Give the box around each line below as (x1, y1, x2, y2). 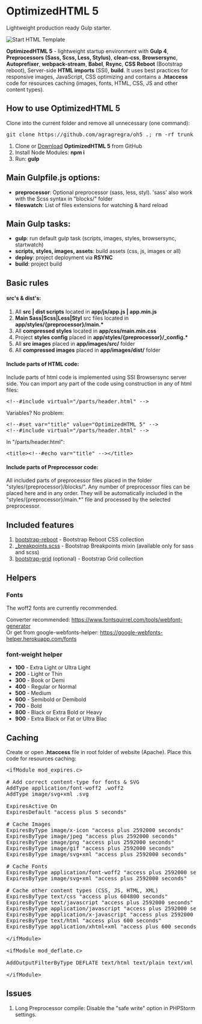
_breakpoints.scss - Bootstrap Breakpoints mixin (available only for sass (14, 542, 194, 549)
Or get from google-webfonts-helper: (6, 628, 99, 636)
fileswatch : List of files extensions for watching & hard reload (14, 201, 168, 208)
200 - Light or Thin (14, 670, 63, 678)
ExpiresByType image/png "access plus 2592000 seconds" (6, 838, 174, 846)
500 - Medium (14, 690, 52, 697)
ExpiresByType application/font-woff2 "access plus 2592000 (6, 869, 188, 876)
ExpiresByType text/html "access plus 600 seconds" (6, 917, 162, 924)
